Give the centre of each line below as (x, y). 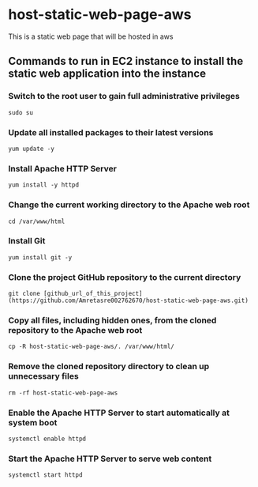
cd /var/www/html (37, 221)
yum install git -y (40, 257)
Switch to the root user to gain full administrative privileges (124, 96)
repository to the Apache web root (75, 330)
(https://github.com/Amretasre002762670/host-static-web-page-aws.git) (128, 301)
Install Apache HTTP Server (62, 168)
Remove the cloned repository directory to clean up (109, 367)
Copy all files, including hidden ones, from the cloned (112, 320)
